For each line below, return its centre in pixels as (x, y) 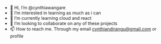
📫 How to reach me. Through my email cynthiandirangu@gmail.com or (83, 29)
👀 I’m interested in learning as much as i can (55, 13)
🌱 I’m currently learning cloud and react (50, 18)
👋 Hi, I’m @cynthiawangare (38, 8)
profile (16, 36)
